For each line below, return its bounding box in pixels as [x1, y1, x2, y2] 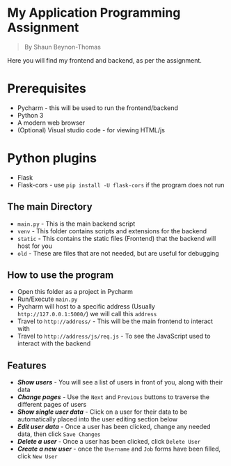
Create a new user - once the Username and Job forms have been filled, [17, 444, 221, 453]
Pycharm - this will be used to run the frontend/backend [17, 103, 179, 112]
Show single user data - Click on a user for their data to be [17, 407, 188, 416]
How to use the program [7, 270, 114, 281]
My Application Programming [7, 5, 181, 21]
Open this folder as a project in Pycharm [17, 288, 134, 296]
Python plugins [7, 150, 97, 166]
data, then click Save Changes [17, 430, 101, 438]
